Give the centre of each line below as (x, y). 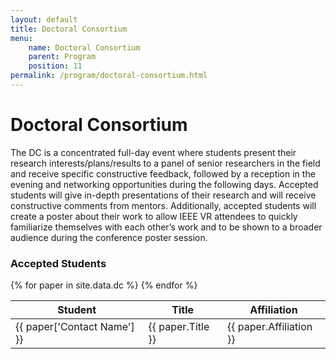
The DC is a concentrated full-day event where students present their (153, 152)
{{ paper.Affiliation (270, 327)
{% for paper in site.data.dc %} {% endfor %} (104, 285)
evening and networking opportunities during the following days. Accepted (164, 184)
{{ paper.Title (179, 327)
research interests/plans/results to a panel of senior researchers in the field (165, 163)
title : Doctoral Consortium (69, 29)
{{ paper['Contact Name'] (75, 327)
